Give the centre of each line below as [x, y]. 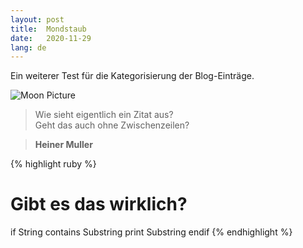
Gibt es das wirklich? [99, 204]
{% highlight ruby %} [53, 164]
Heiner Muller [63, 145]
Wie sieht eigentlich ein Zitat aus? [104, 115]
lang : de [28, 47]
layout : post [37, 19]
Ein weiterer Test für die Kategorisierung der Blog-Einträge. [132, 76]
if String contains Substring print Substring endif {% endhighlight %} [151, 232]
